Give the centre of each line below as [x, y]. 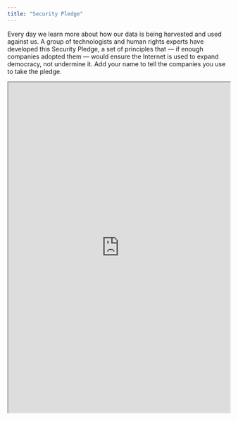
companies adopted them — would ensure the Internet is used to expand [113, 56]
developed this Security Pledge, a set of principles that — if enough [106, 49]
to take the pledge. [35, 71]
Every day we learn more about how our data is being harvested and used [114, 34]
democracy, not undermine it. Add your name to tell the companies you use [117, 63]
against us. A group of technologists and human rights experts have [106, 41]
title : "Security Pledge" [45, 14]
